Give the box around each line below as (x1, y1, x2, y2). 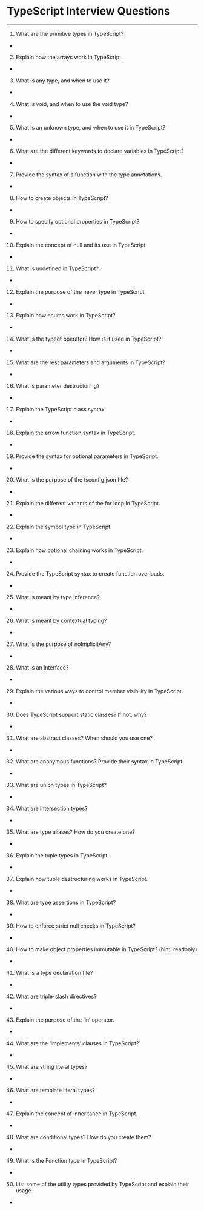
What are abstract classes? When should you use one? (15, 734, 153, 742)
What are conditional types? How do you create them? (15, 1133, 151, 1140)
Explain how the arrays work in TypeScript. (15, 53, 123, 61)
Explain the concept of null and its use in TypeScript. (15, 241, 147, 248)
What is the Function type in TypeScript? (15, 1157, 117, 1164)
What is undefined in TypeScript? (15, 265, 99, 272)
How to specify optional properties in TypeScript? (15, 218, 140, 225)
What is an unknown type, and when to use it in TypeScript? (15, 124, 166, 131)
